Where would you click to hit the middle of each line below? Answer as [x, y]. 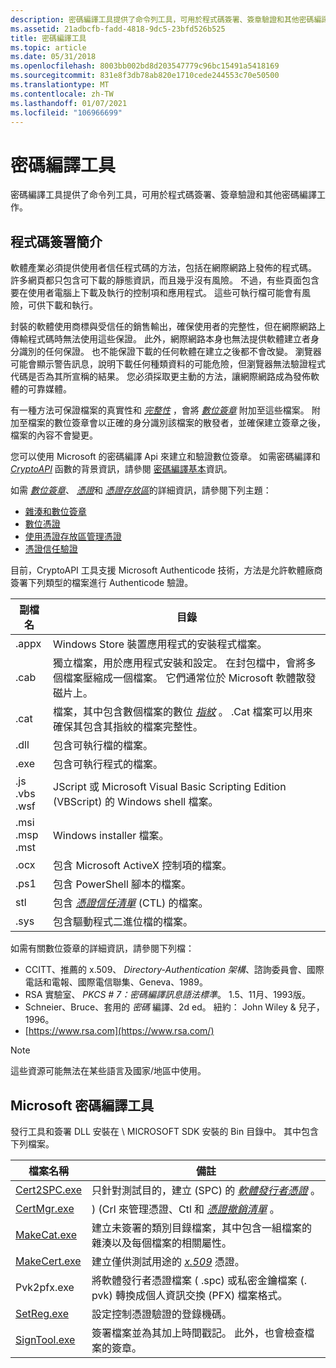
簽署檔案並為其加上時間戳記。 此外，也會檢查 [198, 1333]
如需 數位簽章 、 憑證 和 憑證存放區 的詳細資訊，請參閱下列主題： [141, 490]
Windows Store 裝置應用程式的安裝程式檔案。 [160, 644]
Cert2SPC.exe [49, 1189]
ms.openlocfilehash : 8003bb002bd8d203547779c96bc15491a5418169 [145, 66]
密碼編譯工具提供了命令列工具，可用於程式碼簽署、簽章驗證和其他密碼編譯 [163, 195]
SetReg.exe [42, 1313]
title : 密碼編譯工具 [48, 38]
